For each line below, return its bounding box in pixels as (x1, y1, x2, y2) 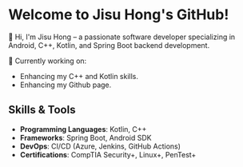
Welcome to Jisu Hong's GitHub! (8, 6, 229, 24)
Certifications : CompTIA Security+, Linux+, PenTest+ (19, 149, 197, 159)
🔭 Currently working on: (8, 56, 87, 66)
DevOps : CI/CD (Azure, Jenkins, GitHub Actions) (19, 141, 181, 151)
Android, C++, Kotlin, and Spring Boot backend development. (8, 40, 210, 50)
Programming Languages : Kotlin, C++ (19, 124, 147, 133)
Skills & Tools (8, 103, 76, 117)
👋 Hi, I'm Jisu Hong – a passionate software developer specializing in (8, 32, 236, 42)
